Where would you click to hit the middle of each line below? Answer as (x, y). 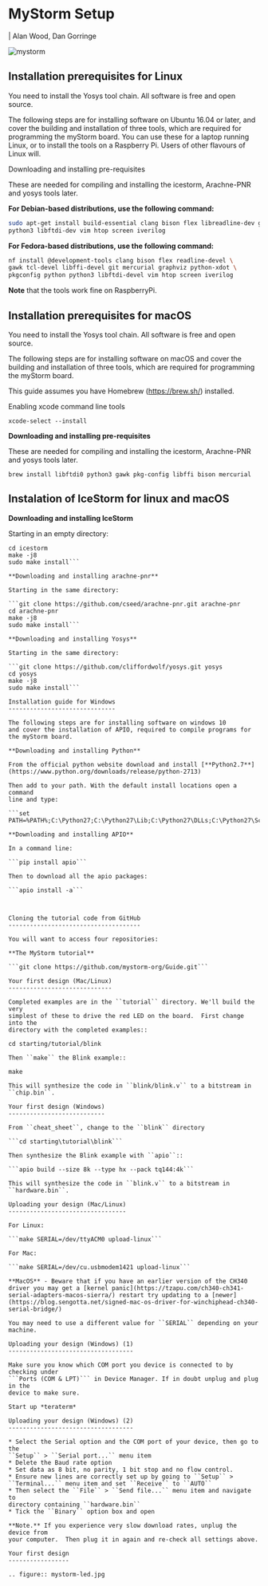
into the (23, 1023)
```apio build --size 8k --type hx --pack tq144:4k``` (101, 1170)
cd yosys (23, 674)
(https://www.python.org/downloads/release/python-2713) (105, 771)
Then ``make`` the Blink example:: (67, 1058)
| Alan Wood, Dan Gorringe (53, 36)
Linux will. (25, 153)
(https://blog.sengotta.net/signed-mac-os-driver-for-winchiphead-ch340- (134, 1302)
